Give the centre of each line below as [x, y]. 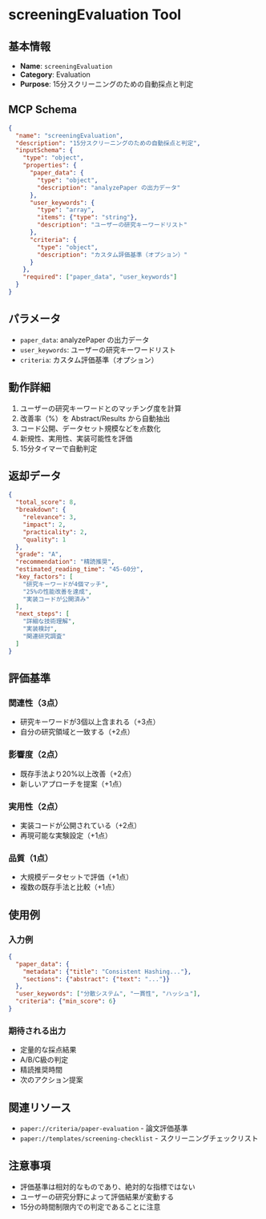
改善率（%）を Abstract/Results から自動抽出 [95, 418]
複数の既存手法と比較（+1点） [69, 887]
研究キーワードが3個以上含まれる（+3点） [90, 722]
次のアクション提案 [52, 1080]
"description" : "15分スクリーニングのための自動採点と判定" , [108, 143]
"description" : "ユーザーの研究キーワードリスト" [113, 225]
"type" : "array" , [66, 210]
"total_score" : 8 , [46, 502]
